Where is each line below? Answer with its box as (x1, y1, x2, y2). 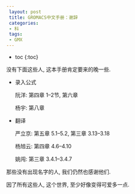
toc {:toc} (14, 54, 39, 60)
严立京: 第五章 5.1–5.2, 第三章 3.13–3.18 (14, 130, 110, 137)
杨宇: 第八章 (14, 104, 45, 111)
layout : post (8, 8, 42, 15)
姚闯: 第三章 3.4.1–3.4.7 (14, 155, 72, 163)
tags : (8, 31, 23, 37)
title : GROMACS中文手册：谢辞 (8, 14, 78, 20)
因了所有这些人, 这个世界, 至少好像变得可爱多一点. (6, 181, 130, 188)
